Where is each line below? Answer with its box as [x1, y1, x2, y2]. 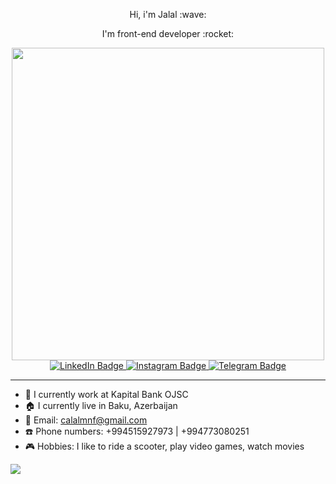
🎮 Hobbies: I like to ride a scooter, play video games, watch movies [24, 440, 305, 452]
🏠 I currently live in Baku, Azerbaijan [24, 400, 178, 411]
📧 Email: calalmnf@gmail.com [24, 414, 148, 426]
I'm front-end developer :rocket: [101, 28, 235, 39]
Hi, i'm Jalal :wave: [129, 9, 207, 20]
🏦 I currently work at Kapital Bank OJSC [24, 389, 189, 400]
